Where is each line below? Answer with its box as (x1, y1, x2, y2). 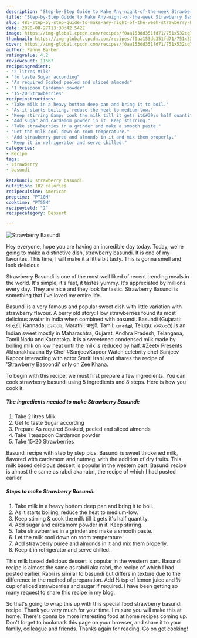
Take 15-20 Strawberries (14, 438, 74, 445)
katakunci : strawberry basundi (6, 177, 83, 184)
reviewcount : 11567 (6, 58, 54, 63)
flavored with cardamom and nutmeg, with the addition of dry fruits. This (6, 456, 182, 463)
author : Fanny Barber (6, 47, 59, 53)
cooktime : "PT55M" (6, 199, 51, 206)
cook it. (6, 385, 25, 392)
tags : (6, 156, 19, 162)
